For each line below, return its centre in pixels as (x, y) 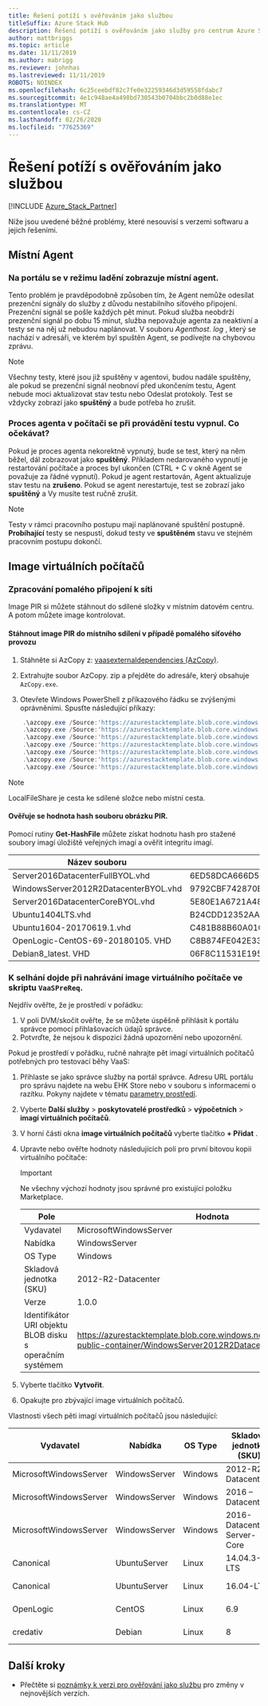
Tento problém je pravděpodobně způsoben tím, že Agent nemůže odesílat (131, 295)
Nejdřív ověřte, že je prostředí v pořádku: (76, 1005)
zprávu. (21, 346)
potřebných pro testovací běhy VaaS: (69, 1061)
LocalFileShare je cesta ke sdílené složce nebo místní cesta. (107, 797)
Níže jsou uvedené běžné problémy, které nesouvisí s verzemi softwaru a (128, 222)
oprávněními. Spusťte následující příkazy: (87, 708)
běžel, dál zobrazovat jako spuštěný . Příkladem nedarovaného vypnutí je (128, 459)
